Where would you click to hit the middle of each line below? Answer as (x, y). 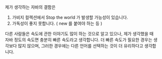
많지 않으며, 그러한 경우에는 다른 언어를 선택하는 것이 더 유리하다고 (81, 46)
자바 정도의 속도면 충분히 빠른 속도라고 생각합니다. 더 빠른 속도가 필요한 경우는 (79, 40)
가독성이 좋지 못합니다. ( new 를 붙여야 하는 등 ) (57, 23)
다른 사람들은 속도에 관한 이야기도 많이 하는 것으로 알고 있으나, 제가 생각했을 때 (79, 34)
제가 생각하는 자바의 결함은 (30, 7)
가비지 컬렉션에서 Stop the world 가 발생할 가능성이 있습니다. (70, 17)
